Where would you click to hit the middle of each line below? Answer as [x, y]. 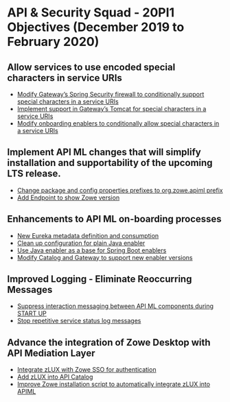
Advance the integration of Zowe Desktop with [109, 342]
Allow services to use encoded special [91, 67]
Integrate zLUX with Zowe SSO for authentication [87, 370]
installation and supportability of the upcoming [110, 163]
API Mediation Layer [51, 353]
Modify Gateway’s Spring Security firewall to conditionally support [111, 94]
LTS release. [34, 174]
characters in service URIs [65, 78]
